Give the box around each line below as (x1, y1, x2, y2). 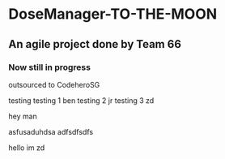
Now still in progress (8, 62, 91, 73)
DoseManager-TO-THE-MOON (8, 5, 218, 24)
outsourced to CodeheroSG (8, 79, 100, 89)
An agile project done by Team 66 (8, 37, 182, 51)
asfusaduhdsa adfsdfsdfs (8, 127, 94, 136)
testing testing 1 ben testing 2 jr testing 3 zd (8, 95, 155, 105)
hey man (8, 111, 38, 121)
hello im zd (8, 143, 45, 153)
